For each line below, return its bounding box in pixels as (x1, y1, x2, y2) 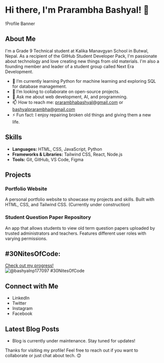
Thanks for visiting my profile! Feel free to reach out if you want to (5, 347, 139, 353)
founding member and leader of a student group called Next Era (5, 63, 134, 69)
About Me (5, 35, 36, 43)
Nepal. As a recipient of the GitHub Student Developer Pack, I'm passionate (5, 53, 158, 59)
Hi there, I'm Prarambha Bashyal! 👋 (5, 4, 149, 16)
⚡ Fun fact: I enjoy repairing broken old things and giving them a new (12, 112, 151, 118)
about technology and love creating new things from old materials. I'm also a (5, 58, 160, 64)
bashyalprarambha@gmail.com (12, 106, 75, 112)
